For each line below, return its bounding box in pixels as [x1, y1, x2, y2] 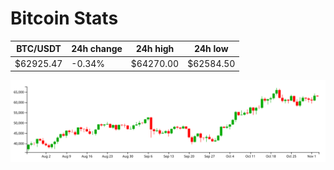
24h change [71, 43, 123, 55]
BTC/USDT [16, 43, 62, 55]
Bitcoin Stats [10, 7, 119, 30]
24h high [135, 43, 175, 55]
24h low [193, 43, 229, 55]
